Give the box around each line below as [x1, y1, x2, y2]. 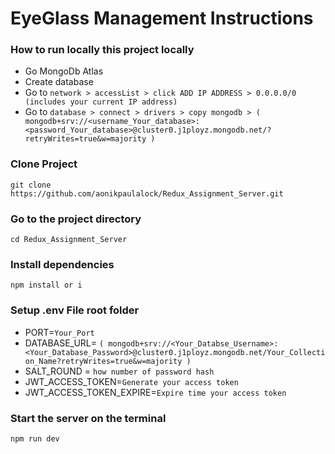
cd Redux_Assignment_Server [10, 235, 128, 245]
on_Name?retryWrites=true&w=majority [24, 356, 183, 366]
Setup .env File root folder [10, 303, 140, 317]
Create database [24, 76, 94, 88]
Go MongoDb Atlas [24, 65, 104, 77]
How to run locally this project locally [10, 43, 195, 57]
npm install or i [10, 280, 83, 291]
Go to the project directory [10, 212, 142, 226]
